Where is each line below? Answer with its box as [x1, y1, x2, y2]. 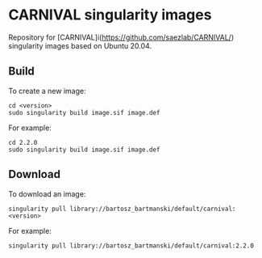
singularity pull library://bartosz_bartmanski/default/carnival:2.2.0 [8, 241, 254, 250]
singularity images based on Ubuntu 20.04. [8, 40, 152, 50]
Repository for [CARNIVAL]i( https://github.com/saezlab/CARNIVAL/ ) [8, 32, 235, 42]
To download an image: [8, 188, 86, 199]
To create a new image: [8, 86, 86, 95]
